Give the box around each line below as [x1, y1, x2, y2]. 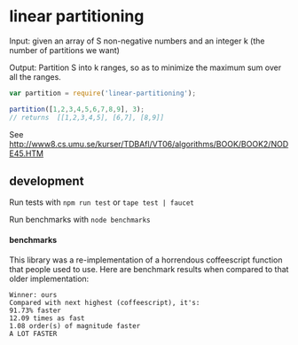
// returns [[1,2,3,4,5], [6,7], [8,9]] [9, 113, 165, 122]
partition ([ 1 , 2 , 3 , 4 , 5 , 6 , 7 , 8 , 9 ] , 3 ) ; [9, 105, 145, 114]
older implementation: [9, 273, 90, 284]
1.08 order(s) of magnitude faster [9, 321, 141, 330]
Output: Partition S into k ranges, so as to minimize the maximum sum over [9, 62, 282, 73]
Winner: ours [9, 290, 58, 299]
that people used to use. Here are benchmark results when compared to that [9, 263, 289, 274]
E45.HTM [9, 148, 44, 159]
